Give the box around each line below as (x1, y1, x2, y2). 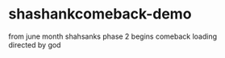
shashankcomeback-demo (8, 5, 192, 23)
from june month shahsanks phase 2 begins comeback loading (8, 31, 218, 41)
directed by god (8, 39, 61, 49)
